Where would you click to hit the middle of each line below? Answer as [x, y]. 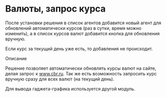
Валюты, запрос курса [56, 9]
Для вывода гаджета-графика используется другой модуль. [70, 88]
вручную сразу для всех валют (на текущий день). [60, 79]
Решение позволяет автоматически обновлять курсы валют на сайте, [81, 68]
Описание [16, 58]
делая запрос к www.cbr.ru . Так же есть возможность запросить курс [81, 73]
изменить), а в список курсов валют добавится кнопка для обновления [82, 33]
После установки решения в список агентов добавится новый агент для [83, 23]
